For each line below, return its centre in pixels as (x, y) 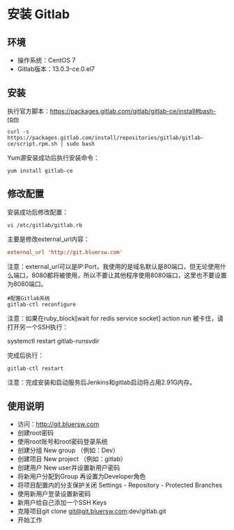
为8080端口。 (27, 283)
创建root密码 (36, 433)
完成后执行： (25, 355)
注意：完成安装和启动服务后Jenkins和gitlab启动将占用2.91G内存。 (102, 382)
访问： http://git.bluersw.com (58, 424)
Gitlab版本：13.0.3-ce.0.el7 (56, 69)
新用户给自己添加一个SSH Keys (62, 503)
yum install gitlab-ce (40, 171)
